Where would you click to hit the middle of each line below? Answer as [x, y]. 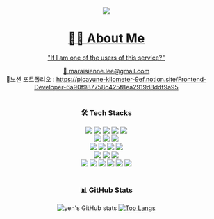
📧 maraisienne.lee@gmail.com [106, 71]
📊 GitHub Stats [106, 190]
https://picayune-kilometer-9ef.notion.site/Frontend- [131, 79]
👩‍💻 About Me [106, 38]
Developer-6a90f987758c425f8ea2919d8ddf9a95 [106, 87]
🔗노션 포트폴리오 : [30, 79]
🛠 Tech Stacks [106, 112]
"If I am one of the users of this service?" [106, 58]
